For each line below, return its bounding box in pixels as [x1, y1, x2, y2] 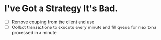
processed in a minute [11, 30, 57, 36]
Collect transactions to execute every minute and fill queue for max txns [11, 25, 157, 30]
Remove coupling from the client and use [11, 19, 95, 25]
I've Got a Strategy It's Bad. [4, 3, 118, 14]
